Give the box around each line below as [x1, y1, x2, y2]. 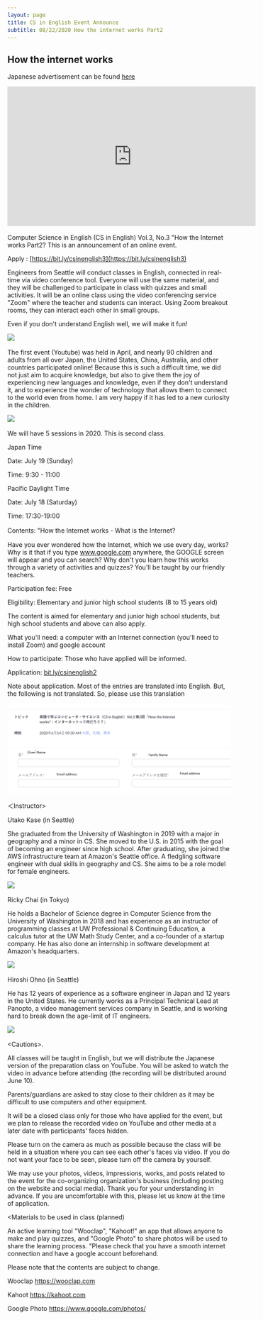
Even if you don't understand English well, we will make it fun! [7, 320, 188, 328]
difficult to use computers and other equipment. [7, 1098, 147, 1107]
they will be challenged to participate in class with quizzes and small [7, 284, 207, 292]
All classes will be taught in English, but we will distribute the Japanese [7, 1054, 215, 1063]
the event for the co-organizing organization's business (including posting [7, 1177, 224, 1185]
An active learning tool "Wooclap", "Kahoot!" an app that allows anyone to [7, 1227, 223, 1236]
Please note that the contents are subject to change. [7, 1263, 160, 1272]
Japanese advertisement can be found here [7, 72, 135, 81]
